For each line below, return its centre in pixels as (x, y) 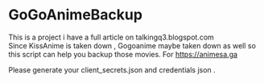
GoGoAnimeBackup (76, 15)
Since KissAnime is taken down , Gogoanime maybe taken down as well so (132, 45)
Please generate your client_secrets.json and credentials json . (112, 69)
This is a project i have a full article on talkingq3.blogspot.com (111, 37)
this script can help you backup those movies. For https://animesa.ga (123, 54)
